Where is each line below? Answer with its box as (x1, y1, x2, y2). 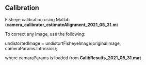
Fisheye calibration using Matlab (5, 16, 70, 22)
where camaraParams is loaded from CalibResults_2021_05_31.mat (5, 55, 142, 61)
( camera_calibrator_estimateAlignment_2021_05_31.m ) (5, 22, 118, 27)
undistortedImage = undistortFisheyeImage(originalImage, (5, 40, 121, 46)
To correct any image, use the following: (5, 31, 86, 37)
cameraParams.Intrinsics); (5, 45, 58, 51)
